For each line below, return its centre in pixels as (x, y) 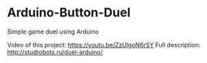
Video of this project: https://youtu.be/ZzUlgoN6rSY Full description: (104, 45)
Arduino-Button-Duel (69, 13)
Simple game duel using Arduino (53, 32)
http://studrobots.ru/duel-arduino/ (55, 52)
